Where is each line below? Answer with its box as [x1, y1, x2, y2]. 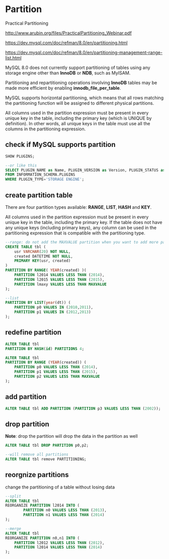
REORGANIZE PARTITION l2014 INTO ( [5, 503, 80, 508]
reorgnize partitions [5, 470, 69, 479]
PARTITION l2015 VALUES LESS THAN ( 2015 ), [14, 277, 105, 282]
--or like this [5, 163, 37, 168]
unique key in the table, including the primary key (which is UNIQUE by [5, 115, 152, 121]
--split [5, 494, 22, 499]
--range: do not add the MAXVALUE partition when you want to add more [5, 239, 158, 245]
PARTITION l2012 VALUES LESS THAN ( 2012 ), [14, 540, 105, 545]
